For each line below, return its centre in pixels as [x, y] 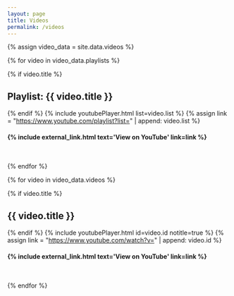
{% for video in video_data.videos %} [62, 180]
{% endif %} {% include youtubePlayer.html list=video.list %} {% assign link [117, 113]
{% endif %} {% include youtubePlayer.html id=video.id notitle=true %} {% [116, 233]
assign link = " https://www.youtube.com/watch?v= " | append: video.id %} [115, 240]
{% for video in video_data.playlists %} [63, 61]
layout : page [26, 14]
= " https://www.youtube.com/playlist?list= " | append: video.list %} [104, 121]
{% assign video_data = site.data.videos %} [71, 47]
